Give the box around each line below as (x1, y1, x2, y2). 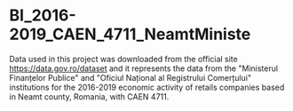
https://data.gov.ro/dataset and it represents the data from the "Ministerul (9, 63, 278, 74)
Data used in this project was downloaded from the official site (9, 53, 238, 64)
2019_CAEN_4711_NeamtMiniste (9, 24, 251, 44)
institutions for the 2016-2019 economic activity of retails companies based (9, 82, 285, 92)
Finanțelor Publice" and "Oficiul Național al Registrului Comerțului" (9, 72, 251, 83)
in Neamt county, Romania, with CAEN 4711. (9, 91, 170, 102)
